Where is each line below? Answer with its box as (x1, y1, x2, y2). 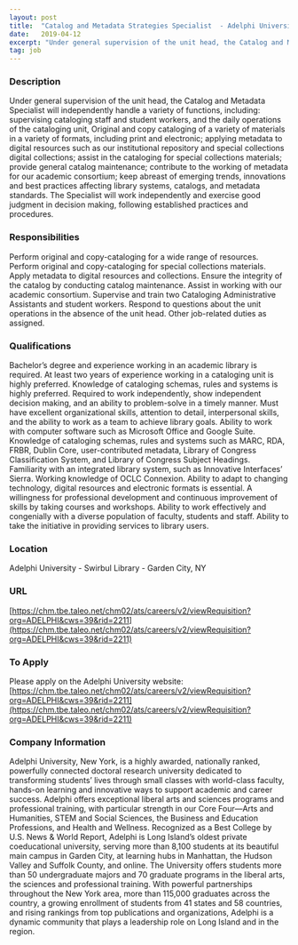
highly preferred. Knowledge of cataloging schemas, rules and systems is (9, 379, 278, 389)
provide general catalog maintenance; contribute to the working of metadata (9, 162, 288, 172)
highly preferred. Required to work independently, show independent (9, 388, 262, 399)
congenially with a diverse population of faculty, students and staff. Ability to (9, 511, 289, 522)
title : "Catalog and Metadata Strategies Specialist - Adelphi (9, 21, 255, 30)
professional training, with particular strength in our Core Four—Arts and (9, 804, 274, 814)
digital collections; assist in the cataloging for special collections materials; (9, 152, 282, 163)
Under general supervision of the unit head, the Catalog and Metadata (9, 95, 266, 107)
